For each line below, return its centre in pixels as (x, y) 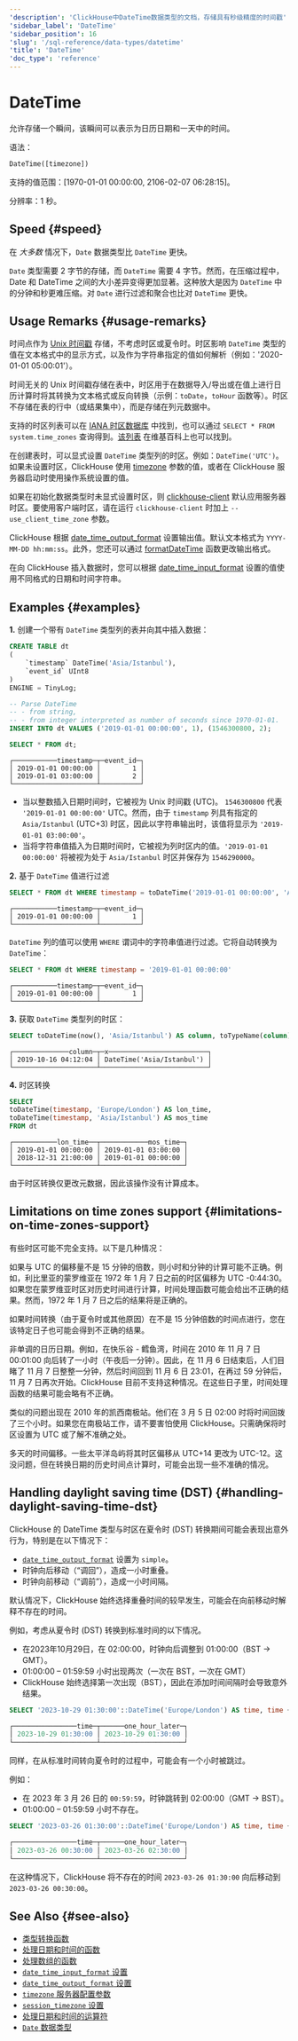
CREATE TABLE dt (39, 647)
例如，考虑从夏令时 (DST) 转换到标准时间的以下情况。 (108, 1630)
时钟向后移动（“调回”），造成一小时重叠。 (98, 1570)
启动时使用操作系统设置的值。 (79, 478)
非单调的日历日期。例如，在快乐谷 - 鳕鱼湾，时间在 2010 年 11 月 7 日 (135, 1349)
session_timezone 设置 (63, 2006)
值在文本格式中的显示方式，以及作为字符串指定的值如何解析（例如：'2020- (146, 355)
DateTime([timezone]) (49, 164)
